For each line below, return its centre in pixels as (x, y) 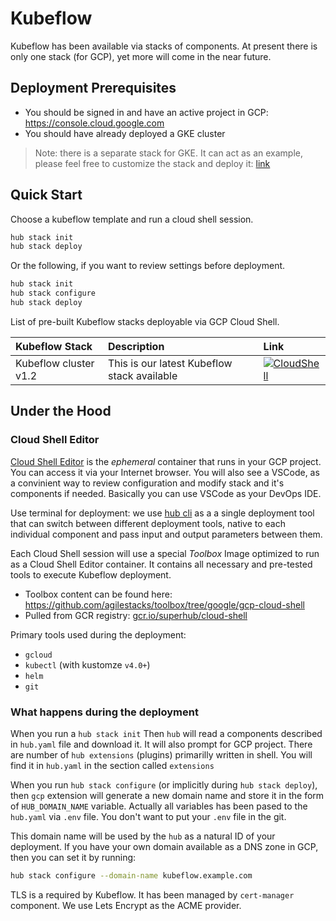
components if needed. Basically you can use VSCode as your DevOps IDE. (166, 493)
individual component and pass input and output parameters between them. (166, 534)
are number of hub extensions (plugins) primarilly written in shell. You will (161, 754)
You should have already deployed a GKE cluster (125, 133)
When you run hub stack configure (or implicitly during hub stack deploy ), (164, 784)
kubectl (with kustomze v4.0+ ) (87, 664)
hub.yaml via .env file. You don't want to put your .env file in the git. (148, 816)
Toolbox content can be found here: (98, 594)
